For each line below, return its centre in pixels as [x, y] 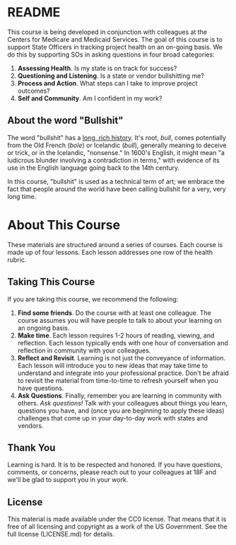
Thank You [31, 448]
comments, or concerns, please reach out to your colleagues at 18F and [112, 472]
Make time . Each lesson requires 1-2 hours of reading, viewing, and [116, 335]
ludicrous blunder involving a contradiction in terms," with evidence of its [114, 160]
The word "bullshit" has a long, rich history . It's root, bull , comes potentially [117, 137]
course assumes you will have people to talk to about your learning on [119, 320]
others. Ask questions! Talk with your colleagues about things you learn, [123, 403]
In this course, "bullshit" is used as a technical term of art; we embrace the [116, 181]
